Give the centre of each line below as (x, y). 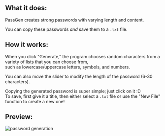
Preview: (19, 117)
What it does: (26, 8)
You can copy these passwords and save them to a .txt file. (66, 29)
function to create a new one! (35, 101)
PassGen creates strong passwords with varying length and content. (75, 20)
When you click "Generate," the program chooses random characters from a (82, 56)
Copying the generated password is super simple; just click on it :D (73, 91)
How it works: (27, 45)
